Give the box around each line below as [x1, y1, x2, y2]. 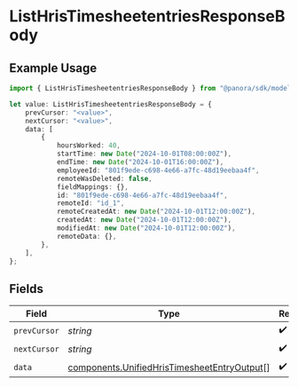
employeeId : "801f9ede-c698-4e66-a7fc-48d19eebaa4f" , [56, 166, 260, 175]
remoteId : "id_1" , [56, 199, 125, 208]
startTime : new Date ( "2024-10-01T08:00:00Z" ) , [56, 149, 232, 159]
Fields [9, 281, 44, 296]
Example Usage [9, 60, 98, 75]
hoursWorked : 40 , [56, 141, 122, 150]
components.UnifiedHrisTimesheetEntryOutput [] [67, 361, 271, 374]
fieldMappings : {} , [56, 182, 129, 192]
